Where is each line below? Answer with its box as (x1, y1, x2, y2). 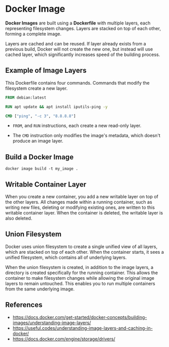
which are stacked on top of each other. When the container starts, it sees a (5, 249, 164, 255)
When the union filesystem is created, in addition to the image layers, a (5, 264, 154, 270)
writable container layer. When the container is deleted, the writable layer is (5, 210, 163, 216)
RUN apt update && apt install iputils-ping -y (5, 104, 108, 110)
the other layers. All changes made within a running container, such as (5, 199, 152, 205)
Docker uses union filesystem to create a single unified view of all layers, (5, 243, 158, 250)
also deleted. (5, 215, 32, 221)
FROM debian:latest (5, 95, 47, 100)
